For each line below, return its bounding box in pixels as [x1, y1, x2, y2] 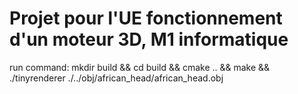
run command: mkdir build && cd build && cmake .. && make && [9, 61, 271, 73]
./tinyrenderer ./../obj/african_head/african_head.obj [9, 72, 224, 84]
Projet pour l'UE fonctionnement [9, 7, 283, 30]
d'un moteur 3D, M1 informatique [9, 28, 289, 51]
